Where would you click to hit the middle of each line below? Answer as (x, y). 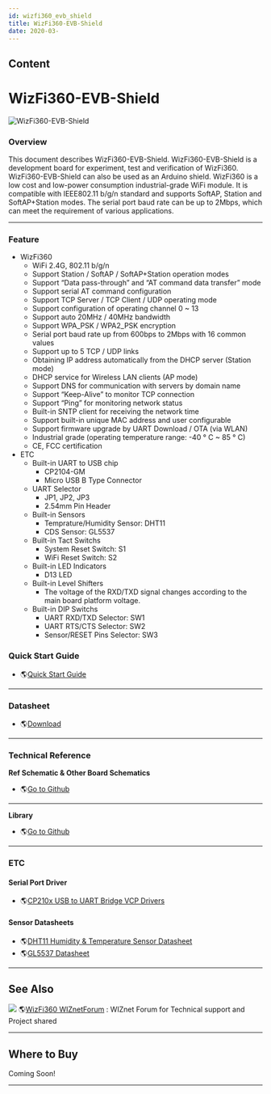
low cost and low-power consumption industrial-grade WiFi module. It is (128, 185)
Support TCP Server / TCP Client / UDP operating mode (125, 300)
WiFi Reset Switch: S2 (81, 558)
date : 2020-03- (34, 31)
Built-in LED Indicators (69, 566)
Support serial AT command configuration (102, 291)
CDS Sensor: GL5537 (79, 532)
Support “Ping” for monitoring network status (107, 403)
